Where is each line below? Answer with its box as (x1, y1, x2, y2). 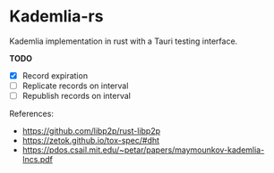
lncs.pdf (21, 154, 54, 165)
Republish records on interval (21, 91, 132, 102)
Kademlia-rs (9, 6, 104, 27)
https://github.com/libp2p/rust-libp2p (21, 126, 161, 136)
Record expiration (21, 70, 88, 81)
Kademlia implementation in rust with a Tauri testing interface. (9, 36, 238, 46)
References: (9, 109, 54, 119)
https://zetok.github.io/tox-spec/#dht (21, 136, 159, 146)
